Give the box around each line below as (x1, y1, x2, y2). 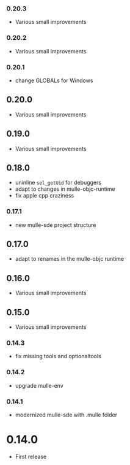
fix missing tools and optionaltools (15, 353, 102, 360)
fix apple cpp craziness (15, 192, 74, 199)
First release (15, 453, 47, 460)
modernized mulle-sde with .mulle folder (15, 411, 118, 418)
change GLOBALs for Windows (15, 77, 93, 84)
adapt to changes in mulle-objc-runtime (15, 185, 115, 193)
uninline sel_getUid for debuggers (15, 179, 102, 186)
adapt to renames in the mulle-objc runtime (15, 255, 125, 263)
